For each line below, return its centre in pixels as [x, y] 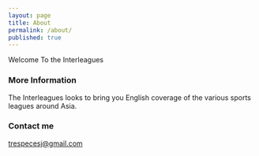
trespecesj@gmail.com [45, 143]
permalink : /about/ [40, 30]
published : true [35, 37]
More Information [42, 80]
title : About [30, 23]
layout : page [30, 15]
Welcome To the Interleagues [56, 60]
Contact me [31, 126]
